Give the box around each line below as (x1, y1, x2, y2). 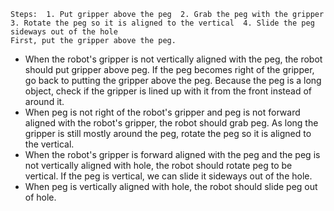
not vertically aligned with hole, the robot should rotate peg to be (24, 160, 293, 171)
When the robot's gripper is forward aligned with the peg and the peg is (24, 149, 321, 160)
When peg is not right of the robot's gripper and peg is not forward (24, 106, 301, 118)
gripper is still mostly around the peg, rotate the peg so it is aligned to (24, 128, 312, 139)
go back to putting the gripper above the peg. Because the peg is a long (24, 75, 322, 86)
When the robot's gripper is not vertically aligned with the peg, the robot (24, 53, 323, 65)
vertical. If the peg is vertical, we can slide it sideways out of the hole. (24, 170, 313, 182)
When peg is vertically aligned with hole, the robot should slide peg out (24, 181, 318, 192)
